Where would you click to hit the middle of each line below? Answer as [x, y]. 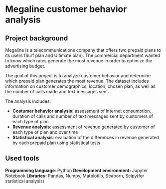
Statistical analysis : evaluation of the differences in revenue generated [86, 137]
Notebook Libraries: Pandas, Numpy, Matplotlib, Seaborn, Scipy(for [75, 176]
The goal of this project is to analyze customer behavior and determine [78, 76]
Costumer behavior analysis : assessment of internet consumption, [82, 111]
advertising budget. [25, 66]
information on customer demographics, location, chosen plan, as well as [80, 86]
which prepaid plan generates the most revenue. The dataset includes [77, 81]
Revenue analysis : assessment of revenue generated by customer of [84, 127]
